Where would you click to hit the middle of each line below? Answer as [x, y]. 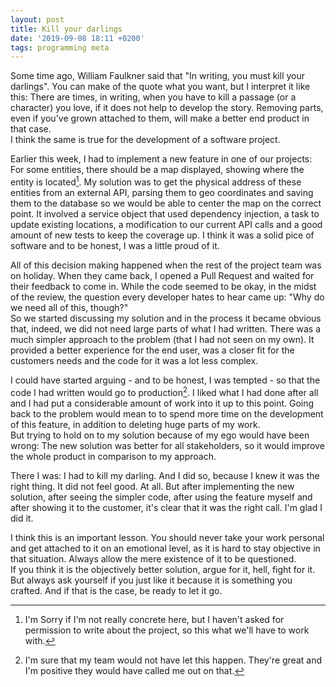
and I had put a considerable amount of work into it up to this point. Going [162, 403]
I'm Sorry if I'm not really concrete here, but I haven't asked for [154, 619]
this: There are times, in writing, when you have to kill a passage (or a [153, 97]
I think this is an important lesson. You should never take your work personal [167, 537]
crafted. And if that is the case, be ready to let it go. [116, 590]
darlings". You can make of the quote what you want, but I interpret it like [160, 87]
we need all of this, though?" [69, 307]
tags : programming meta [60, 47]
